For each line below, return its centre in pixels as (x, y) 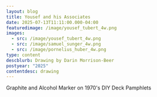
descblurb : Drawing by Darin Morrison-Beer (60, 60)
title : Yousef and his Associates (49, 17)
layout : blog (22, 11)
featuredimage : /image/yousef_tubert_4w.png (61, 28)
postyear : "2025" (27, 66)
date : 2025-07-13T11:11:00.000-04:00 (52, 22)
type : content (24, 55)
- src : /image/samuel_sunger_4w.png (56, 44)
